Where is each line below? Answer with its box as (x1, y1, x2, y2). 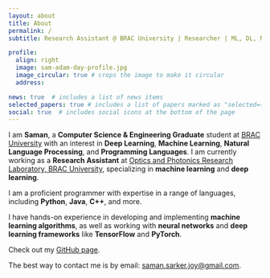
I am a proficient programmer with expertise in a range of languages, (8, 188, 236, 198)
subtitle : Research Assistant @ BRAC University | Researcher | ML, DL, (8, 34, 257, 43)
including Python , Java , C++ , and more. (8, 197, 142, 206)
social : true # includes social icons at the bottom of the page (8, 108, 235, 117)
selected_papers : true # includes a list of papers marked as (8, 100, 221, 108)
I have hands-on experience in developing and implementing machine (8, 212, 241, 222)
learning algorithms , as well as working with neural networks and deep (8, 221, 248, 231)
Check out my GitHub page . (8, 245, 100, 255)
